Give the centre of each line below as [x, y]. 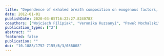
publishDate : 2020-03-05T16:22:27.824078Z [49, 19]
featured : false [21, 37]
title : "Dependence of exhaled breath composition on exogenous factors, [82, 9]
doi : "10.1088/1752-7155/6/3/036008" [43, 46]
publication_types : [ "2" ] [31, 28]
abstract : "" [18, 32]
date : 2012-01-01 [23, 14]
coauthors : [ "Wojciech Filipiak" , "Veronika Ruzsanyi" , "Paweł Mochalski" [83, 23]
